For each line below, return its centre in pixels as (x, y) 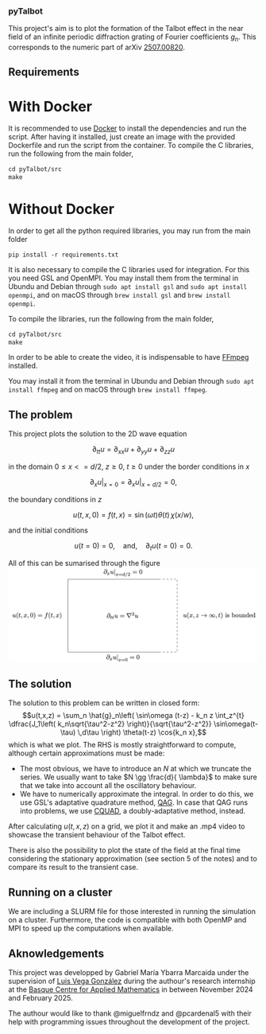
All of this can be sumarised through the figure (84, 563)
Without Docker (62, 209)
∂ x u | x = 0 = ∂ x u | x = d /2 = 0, (133, 483)
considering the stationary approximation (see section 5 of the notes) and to (133, 859)
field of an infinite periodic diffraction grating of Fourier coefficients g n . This (132, 38)
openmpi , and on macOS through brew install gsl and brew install (120, 295)
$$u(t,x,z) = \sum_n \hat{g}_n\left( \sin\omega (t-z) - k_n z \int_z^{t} (133, 716)
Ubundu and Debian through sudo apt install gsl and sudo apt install (128, 287)
